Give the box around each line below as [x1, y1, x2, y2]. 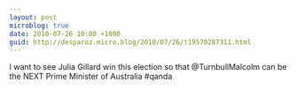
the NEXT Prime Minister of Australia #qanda [9, 71, 173, 82]
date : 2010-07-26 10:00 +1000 [9, 29, 121, 38]
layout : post [9, 12, 58, 22]
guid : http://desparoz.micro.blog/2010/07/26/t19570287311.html [9, 37, 252, 47]
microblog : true [9, 21, 69, 30]
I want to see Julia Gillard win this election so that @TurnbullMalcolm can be [9, 62, 288, 72]
